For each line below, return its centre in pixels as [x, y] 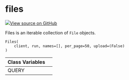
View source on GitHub [34, 23]
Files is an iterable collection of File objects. [50, 32]
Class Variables [26, 62]
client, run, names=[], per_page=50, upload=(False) [69, 46]
